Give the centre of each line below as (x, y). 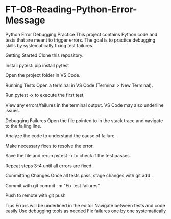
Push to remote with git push (35, 195)
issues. (13, 110)
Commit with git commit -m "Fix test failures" (53, 185)
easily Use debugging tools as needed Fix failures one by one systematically (86, 211)
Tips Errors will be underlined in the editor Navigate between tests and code (85, 205)
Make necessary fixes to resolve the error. (50, 146)
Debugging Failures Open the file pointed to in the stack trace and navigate (84, 120)
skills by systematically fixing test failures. (50, 45)
